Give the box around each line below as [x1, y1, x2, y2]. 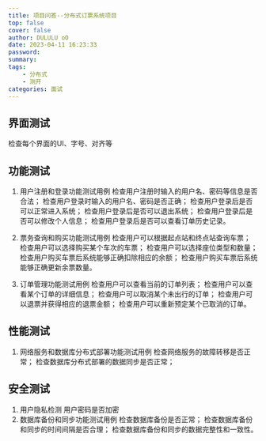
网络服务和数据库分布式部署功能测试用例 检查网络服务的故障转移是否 [19, 347, 244, 356]
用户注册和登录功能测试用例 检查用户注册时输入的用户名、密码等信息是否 [19, 187, 258, 196]
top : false [8, 19, 44, 27]
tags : [8, 63, 26, 71]
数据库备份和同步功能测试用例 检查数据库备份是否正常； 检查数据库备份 [19, 414, 253, 424]
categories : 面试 [8, 85, 63, 93]
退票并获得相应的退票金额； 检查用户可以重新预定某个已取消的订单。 [26, 300, 251, 308]
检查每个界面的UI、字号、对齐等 [8, 139, 113, 149]
